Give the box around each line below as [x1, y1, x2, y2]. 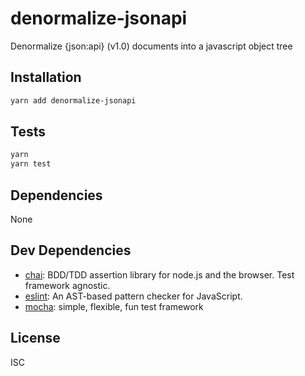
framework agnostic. [24, 279, 111, 291]
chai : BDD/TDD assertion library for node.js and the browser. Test [24, 268, 295, 281]
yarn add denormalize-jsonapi [10, 95, 137, 106]
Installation [10, 69, 82, 86]
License [10, 330, 61, 347]
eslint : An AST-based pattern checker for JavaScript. [24, 290, 243, 302]
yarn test [10, 159, 52, 169]
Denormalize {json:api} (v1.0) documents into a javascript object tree [10, 40, 293, 52]
